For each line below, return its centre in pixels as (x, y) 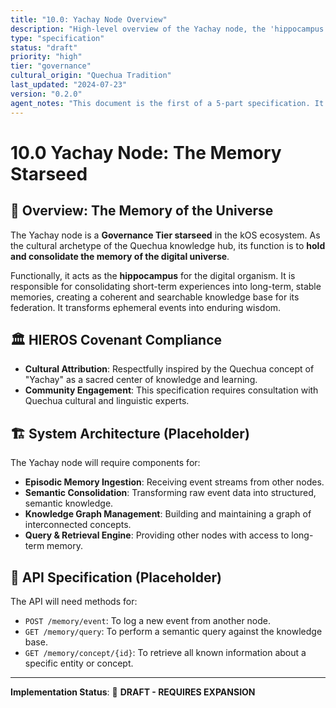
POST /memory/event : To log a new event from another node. (148, 620)
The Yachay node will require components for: (105, 463)
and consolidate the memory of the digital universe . (120, 256)
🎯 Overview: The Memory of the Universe (142, 211)
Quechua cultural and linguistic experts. (107, 401)
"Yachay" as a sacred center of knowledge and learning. (141, 380)
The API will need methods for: (74, 601)
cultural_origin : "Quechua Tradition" (91, 76)
